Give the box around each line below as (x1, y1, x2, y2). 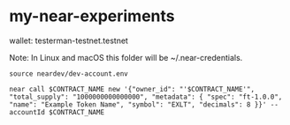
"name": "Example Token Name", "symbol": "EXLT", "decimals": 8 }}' (9, 99, 267, 109)
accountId (9, 107, 46, 116)
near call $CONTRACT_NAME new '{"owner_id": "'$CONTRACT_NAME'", (9, 85, 255, 93)
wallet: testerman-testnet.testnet (9, 35, 128, 46)
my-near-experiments (9, 6, 175, 26)
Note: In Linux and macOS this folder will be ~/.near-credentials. (9, 52, 243, 62)
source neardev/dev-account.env (9, 69, 128, 78)
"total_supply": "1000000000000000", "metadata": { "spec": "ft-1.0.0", (9, 92, 283, 101)
